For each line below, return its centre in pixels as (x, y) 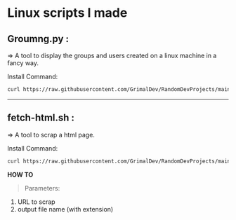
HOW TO (20, 174)
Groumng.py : (38, 39)
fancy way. (23, 63)
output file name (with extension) (65, 209)
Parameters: (42, 188)
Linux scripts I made (67, 13)
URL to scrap (36, 202)
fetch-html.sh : (41, 118)
